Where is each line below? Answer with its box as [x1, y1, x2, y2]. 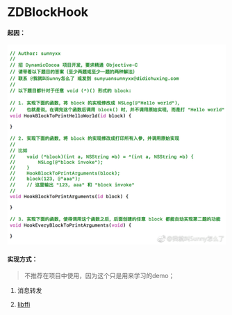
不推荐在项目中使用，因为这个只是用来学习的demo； [24, 272, 175, 280]
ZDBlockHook [7, 4, 89, 20]
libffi [17, 300, 31, 309]
